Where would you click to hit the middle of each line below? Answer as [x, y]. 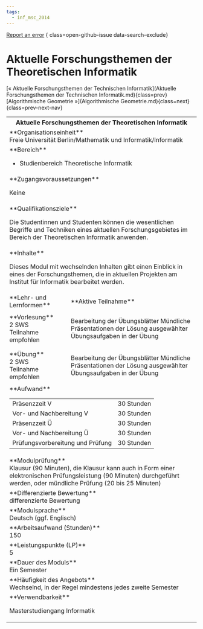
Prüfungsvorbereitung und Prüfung [62, 443]
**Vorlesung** [32, 318]
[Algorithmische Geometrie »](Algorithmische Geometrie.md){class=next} [98, 101]
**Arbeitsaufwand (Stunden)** [55, 528]
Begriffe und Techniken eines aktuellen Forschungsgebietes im [99, 230]
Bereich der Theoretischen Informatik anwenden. [79, 237]
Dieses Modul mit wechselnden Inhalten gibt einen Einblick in [96, 267]
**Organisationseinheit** [47, 132]
